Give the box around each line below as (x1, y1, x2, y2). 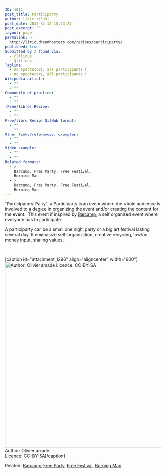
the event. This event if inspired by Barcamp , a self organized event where (5, 211, 158, 217)
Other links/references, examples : (5, 132, 79, 137)
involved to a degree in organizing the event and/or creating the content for (5, 206, 159, 212)
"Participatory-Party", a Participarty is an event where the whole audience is (5, 201, 161, 206)
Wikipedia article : (5, 76, 45, 81)
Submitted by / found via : (5, 49, 61, 54)
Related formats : (5, 159, 41, 164)
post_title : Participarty (5, 12, 58, 17)
